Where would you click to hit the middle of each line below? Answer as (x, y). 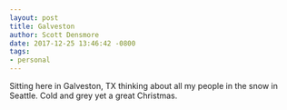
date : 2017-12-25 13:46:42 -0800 (73, 43)
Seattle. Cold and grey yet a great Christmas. (94, 95)
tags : (20, 52)
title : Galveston (42, 26)
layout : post (34, 18)
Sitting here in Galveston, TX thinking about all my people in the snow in (144, 86)
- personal (30, 60)
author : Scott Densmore (54, 35)
